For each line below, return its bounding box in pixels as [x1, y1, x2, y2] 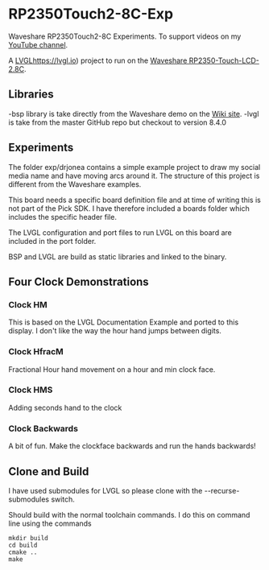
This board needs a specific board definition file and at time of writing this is [8, 195, 262, 204]
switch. [51, 494, 75, 504]
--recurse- [204, 485, 240, 495]
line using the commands [8, 518, 92, 528]
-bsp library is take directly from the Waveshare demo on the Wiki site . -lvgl [8, 109, 259, 118]
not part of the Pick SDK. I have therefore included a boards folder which [8, 203, 250, 213]
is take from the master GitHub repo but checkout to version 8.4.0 [8, 118, 227, 127]
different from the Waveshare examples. [8, 179, 142, 189]
